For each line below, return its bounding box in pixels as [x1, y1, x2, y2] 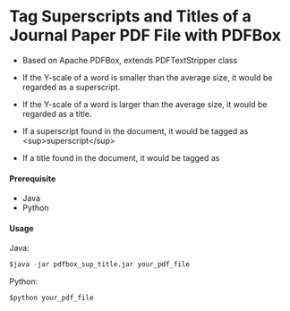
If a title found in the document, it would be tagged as [21, 152, 220, 163]
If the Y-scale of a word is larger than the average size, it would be [21, 98, 268, 109]
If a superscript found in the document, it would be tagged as [21, 125, 249, 136]
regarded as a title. [21, 108, 92, 119]
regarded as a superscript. [21, 81, 121, 92]
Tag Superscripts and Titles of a [9, 6, 252, 27]
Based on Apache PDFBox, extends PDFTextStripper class [21, 55, 238, 65]
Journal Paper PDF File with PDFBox [9, 25, 282, 46]
